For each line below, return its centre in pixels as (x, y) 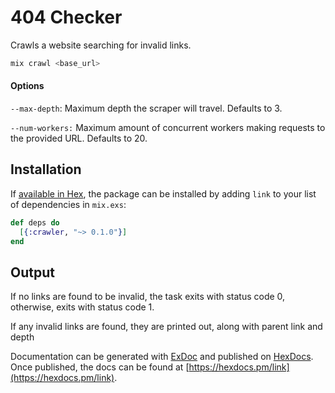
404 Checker (66, 17)
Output (32, 272)
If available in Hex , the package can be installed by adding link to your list (163, 193)
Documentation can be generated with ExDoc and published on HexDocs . (162, 357)
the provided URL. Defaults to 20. (79, 138)
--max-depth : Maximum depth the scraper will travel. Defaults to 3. (146, 108)
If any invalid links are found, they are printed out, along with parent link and (166, 327)
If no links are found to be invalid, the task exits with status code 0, (148, 297)
